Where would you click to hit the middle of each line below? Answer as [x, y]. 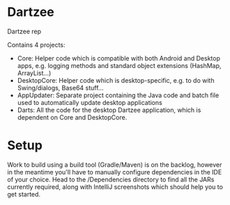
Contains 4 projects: [36, 44]
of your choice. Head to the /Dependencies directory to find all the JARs [111, 179]
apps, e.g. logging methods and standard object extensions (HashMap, [119, 65]
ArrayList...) [34, 73]
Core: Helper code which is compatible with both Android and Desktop [119, 58]
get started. [24, 194]
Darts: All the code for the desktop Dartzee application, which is [109, 110]
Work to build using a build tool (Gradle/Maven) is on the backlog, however [115, 165]
